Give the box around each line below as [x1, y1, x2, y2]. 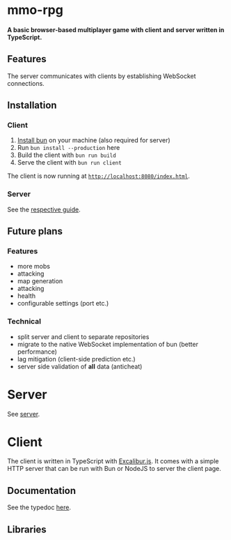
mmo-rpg [7, 2, 64, 18]
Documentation [7, 484, 77, 497]
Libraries [7, 523, 47, 535]
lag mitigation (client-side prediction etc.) [17, 354, 136, 363]
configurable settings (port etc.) [17, 299, 109, 308]
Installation [7, 99, 57, 111]
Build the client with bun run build [17, 151, 116, 159]
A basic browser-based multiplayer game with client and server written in [7, 25, 225, 33]
